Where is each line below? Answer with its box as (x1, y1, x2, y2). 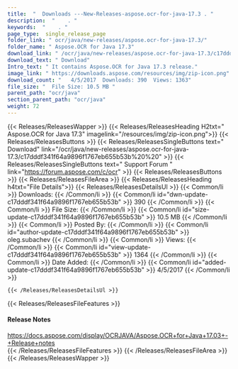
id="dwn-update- (157, 189, 209, 199)
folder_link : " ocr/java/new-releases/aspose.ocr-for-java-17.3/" (7, 37, 208, 44)
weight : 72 (7, 103, 40, 110)
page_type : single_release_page (7, 30, 106, 38)
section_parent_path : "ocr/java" (7, 97, 106, 104)
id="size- (182, 205, 210, 214)
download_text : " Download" (7, 57, 91, 64)
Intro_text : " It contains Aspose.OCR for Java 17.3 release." (7, 63, 198, 70)
